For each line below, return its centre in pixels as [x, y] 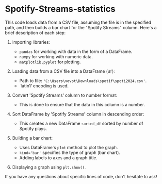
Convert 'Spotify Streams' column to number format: [65, 95]
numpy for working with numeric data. [56, 56]
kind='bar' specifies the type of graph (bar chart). [70, 152]
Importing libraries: [31, 42]
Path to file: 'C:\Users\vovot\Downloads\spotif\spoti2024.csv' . [83, 81]
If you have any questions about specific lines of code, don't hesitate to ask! [81, 176]
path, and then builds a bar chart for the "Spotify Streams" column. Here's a [81, 27]
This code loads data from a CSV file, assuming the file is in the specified [78, 22]
